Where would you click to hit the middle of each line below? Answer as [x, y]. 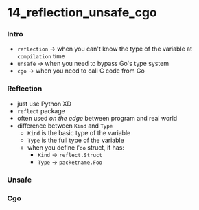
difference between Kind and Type [65, 126]
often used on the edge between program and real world [97, 118]
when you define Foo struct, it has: [76, 147]
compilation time [41, 56]
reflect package [41, 110]
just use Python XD [44, 104]
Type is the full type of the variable [76, 140]
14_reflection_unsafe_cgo [82, 13]
